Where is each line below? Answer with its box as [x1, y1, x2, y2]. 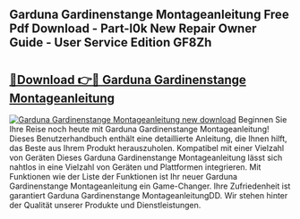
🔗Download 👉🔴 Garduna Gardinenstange [9, 72, 246, 88]
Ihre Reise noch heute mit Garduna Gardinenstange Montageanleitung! [9, 124, 270, 134]
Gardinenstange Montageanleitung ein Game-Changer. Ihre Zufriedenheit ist [9, 181, 291, 191]
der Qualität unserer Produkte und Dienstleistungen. [9, 200, 201, 210]
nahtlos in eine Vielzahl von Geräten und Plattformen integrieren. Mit [9, 162, 261, 173]
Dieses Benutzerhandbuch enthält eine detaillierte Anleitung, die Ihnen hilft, [9, 133, 288, 144]
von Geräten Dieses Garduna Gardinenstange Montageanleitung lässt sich [9, 152, 283, 163]
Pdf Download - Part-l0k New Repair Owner [9, 21, 257, 37]
